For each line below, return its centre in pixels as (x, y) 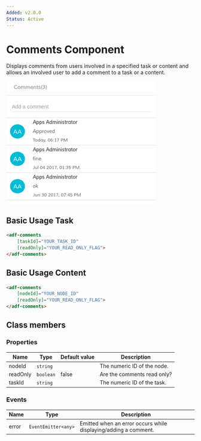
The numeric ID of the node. (134, 366)
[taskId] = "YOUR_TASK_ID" (48, 242)
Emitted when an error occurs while (124, 423)
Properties (22, 342)
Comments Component (65, 50)
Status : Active (25, 19)
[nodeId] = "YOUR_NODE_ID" (48, 294)
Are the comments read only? (136, 374)
